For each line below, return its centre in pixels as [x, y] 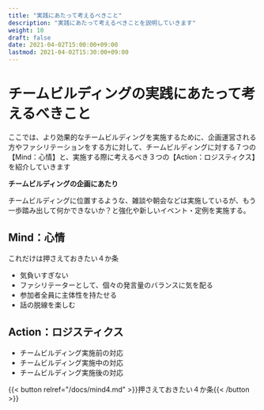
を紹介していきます [40, 166]
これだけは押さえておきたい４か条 [63, 258]
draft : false [30, 38]
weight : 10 [26, 30]
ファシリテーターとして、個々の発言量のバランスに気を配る [116, 285]
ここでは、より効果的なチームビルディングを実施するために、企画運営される [132, 137]
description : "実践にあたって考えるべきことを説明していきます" [102, 23]
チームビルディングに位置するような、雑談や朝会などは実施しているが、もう [132, 200]
